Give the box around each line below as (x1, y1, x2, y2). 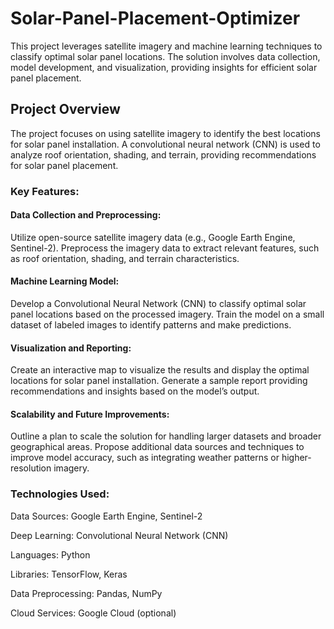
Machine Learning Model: (10, 275, 120, 287)
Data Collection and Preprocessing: (10, 209, 162, 221)
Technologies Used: (10, 487, 110, 501)
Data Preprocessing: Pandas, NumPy (10, 587, 163, 599)
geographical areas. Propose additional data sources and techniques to (10, 441, 305, 453)
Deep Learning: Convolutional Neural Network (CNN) (10, 529, 229, 541)
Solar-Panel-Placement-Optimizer (10, 7, 301, 30)
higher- (281, 452, 312, 464)
